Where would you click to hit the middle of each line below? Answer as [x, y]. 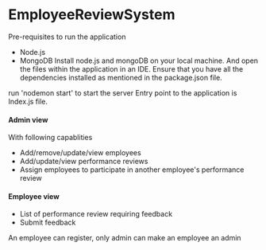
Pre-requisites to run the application [67, 37]
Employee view [34, 196]
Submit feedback [48, 223]
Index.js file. [28, 101]
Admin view [28, 119]
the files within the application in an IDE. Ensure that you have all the [131, 68]
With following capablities [50, 138]
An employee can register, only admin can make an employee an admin [125, 238]
